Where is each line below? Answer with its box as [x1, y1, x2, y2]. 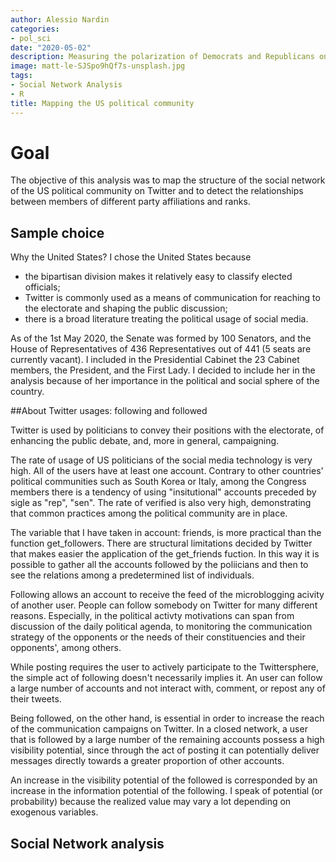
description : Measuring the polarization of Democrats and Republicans [10, 52, 315, 62]
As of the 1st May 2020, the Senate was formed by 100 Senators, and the [10, 332, 312, 345]
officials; [24, 281, 61, 293]
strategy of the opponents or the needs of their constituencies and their [10, 631, 306, 643]
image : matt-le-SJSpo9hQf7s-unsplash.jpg [10, 61, 186, 71]
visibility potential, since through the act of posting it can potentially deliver [10, 744, 320, 756]
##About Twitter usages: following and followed [10, 405, 208, 417]
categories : [10, 24, 60, 34]
